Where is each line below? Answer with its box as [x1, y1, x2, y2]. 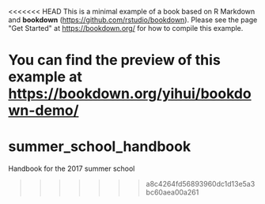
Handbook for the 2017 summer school [8, 164, 135, 173]
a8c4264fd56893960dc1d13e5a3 [146, 179, 256, 189]
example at [8, 68, 83, 86]
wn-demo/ [8, 102, 79, 119]
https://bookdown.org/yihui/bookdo [8, 85, 252, 103]
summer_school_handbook [8, 138, 191, 156]
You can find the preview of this [8, 51, 221, 70]
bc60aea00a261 [146, 187, 199, 197]
